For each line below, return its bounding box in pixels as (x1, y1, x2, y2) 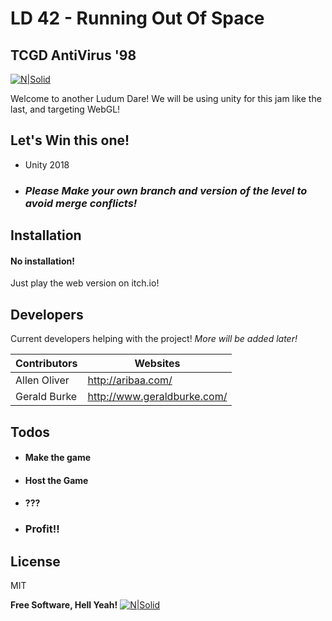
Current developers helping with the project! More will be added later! (10, 333, 298, 345)
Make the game (24, 452, 92, 464)
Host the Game (24, 474, 89, 486)
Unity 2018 (24, 158, 70, 171)
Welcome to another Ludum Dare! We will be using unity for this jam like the (10, 93, 322, 104)
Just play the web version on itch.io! (10, 277, 160, 289)
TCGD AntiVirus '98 (10, 47, 137, 64)
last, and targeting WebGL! (10, 103, 121, 115)
